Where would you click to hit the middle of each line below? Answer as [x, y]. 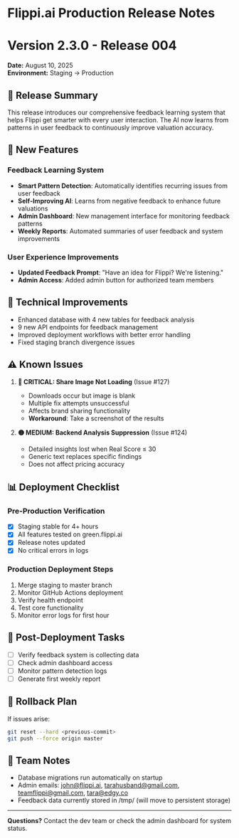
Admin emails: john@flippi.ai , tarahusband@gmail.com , [99, 785]
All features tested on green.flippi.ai [70, 534]
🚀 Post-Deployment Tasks [66, 638]
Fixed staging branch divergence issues [76, 342]
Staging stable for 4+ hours [58, 526]
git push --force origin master [55, 738]
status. [17, 828]
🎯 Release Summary [53, 95]
